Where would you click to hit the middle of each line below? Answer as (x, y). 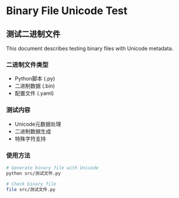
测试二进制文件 (33, 34)
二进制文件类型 (27, 65)
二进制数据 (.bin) (35, 86)
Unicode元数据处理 (38, 124)
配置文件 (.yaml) (34, 93)
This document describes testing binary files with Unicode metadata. (90, 48)
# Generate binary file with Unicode (52, 168)
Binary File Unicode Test (67, 11)
